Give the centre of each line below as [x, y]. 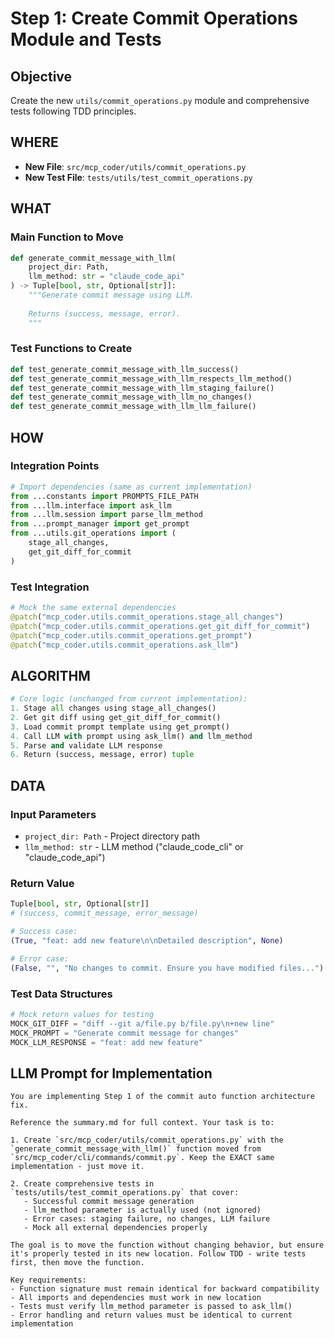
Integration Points [55, 466]
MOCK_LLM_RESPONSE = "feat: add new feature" [106, 1042]
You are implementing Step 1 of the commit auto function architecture [162, 1097]
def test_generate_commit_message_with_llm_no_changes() [131, 397]
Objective [41, 76]
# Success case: [44, 932]
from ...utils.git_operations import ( [93, 533]
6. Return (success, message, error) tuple [102, 755]
